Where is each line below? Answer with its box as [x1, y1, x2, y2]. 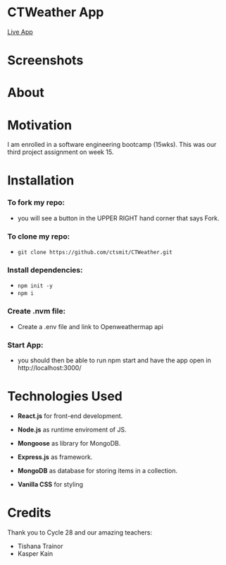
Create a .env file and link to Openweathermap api [17, 322, 163, 331]
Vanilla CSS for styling [17, 480, 83, 488]
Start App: [7, 340, 44, 350]
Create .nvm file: [7, 307, 65, 316]
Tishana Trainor [17, 542, 63, 550]
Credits [7, 505, 51, 521]
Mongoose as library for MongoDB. [17, 439, 121, 447]
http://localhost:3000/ [17, 363, 82, 371]
